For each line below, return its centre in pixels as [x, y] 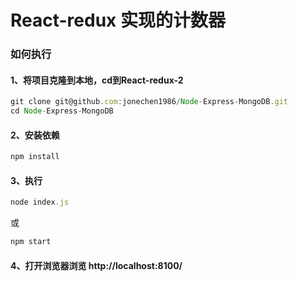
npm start [31, 242]
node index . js [40, 202]
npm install [35, 157]
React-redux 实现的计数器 [118, 20]
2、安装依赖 [35, 135]
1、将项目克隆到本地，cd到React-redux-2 [97, 80]
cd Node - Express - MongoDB [62, 111]
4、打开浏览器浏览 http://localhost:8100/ [96, 265]
